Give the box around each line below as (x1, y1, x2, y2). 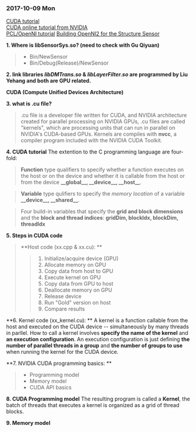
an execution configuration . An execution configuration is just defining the (6, 336, 190, 343)
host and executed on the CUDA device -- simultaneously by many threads (6, 323, 189, 330)
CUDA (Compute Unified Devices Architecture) (6, 89, 124, 96)
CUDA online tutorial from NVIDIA (6, 24, 88, 31)
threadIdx (20, 220, 46, 228)
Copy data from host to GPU (44, 268, 114, 275)
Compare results (44, 305, 85, 312)
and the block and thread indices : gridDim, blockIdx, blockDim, (20, 215, 179, 222)
